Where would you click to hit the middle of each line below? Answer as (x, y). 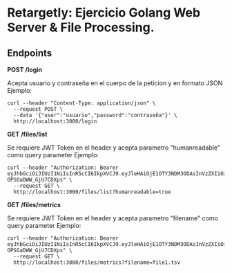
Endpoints (30, 53)
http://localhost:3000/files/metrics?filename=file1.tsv (97, 263)
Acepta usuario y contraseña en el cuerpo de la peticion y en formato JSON (115, 83)
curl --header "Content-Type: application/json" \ (81, 103)
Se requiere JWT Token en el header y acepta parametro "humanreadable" (114, 148)
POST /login (25, 70)
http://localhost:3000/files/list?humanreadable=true (92, 192)
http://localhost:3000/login (55, 121)
